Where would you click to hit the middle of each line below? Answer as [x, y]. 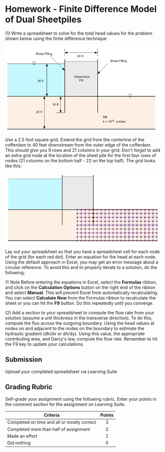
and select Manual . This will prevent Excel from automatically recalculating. [82, 293]
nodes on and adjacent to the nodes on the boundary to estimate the [75, 329]
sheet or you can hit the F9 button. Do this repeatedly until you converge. [79, 303]
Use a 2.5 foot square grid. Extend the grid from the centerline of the [75, 140]
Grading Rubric [29, 387]
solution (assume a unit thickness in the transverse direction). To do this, [79, 318]
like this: [14, 166]
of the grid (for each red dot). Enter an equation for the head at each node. [81, 257]
